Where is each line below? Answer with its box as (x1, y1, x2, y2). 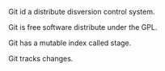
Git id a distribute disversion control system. (8, 7, 155, 16)
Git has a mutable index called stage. (8, 38, 132, 48)
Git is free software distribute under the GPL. (8, 23, 158, 31)
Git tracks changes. (8, 54, 74, 63)
